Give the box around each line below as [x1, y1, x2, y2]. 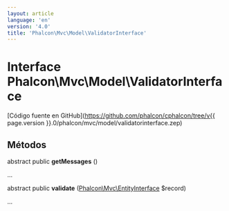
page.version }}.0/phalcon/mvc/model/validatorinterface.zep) [7, 119, 183, 127]
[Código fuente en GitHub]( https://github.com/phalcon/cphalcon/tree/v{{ [7, 111, 216, 120]
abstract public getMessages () [7, 157, 98, 165]
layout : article [7, 10, 54, 17]
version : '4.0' [7, 23, 51, 30]
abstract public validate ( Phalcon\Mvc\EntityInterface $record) [7, 184, 187, 192]
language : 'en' [7, 17, 51, 24]
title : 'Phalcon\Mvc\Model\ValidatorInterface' [7, 29, 147, 37]
